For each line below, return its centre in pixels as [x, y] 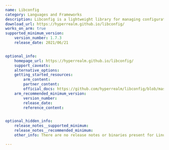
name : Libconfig [22, 10]
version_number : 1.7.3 [38, 38]
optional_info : [21, 56]
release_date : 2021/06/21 [41, 43]
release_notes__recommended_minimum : [54, 131]
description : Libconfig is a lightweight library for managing [73, 19]
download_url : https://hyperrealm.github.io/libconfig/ [65, 24]
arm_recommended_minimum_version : [50, 94]
